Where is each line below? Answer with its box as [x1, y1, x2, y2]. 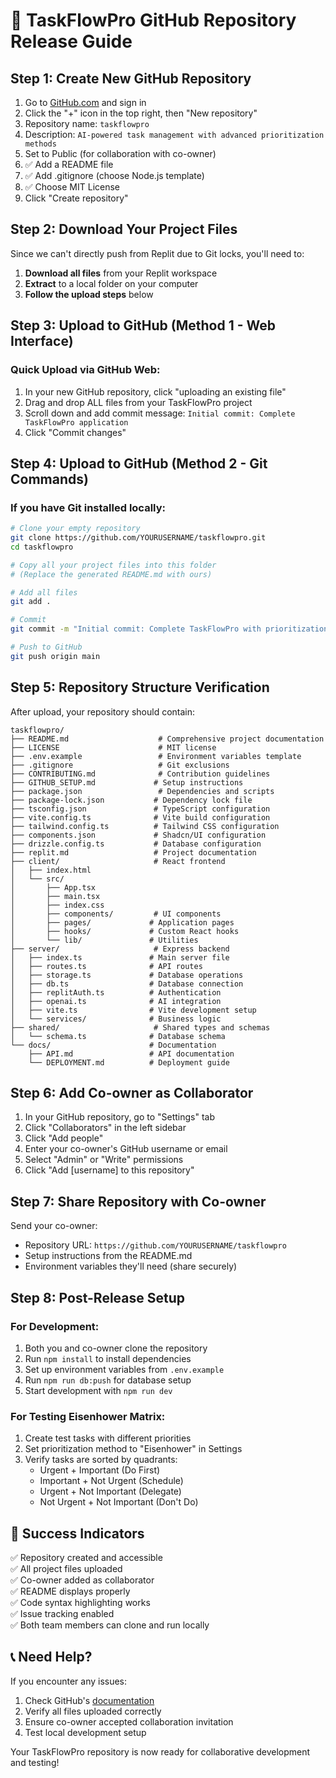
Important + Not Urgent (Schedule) [39, 1475, 184, 1487]
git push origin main [10, 651, 101, 661]
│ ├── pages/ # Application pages [10, 917, 235, 928]
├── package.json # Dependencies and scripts [10, 786, 275, 796]
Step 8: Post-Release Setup [10, 1289, 185, 1306]
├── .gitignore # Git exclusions [10, 760, 230, 770]
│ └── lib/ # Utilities [10, 935, 199, 945]
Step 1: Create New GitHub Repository [10, 70, 252, 87]
